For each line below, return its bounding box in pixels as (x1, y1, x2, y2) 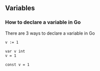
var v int (5, 49, 26, 54)
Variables (5, 4, 35, 12)
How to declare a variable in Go (5, 19, 81, 26)
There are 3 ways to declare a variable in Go (5, 30, 95, 36)
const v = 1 (5, 62, 30, 68)
